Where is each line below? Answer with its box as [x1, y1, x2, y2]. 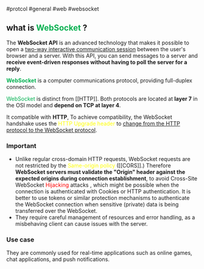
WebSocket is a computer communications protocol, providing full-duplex [6, 76, 193, 84]
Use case [6, 235, 35, 244]
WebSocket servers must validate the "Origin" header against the [15, 168, 186, 176]
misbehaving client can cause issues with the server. [15, 220, 148, 228]
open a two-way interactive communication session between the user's [6, 45, 186, 52]
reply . [6, 65, 21, 72]
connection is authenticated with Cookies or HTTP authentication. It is [15, 188, 191, 195]
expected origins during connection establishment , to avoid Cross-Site [15, 175, 198, 182]
